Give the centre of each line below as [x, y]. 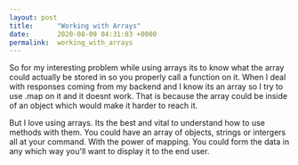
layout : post [33, 17]
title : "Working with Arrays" [75, 26]
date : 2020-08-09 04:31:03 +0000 [83, 34]
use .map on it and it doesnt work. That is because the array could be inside [148, 96]
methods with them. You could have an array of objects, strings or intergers [148, 132]
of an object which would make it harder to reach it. [104, 106]
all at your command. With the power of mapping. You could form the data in [149, 142]
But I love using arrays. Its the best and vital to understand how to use [137, 123]
